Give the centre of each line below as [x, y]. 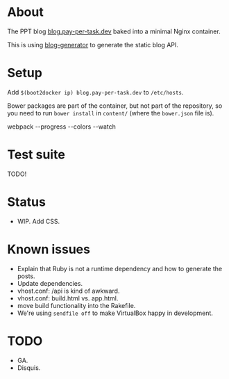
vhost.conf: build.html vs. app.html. [68, 298]
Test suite [36, 155]
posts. [26, 276]
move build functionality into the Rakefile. [76, 305]
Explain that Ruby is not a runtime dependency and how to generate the [120, 268]
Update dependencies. [50, 283]
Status [27, 202]
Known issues [49, 249]
